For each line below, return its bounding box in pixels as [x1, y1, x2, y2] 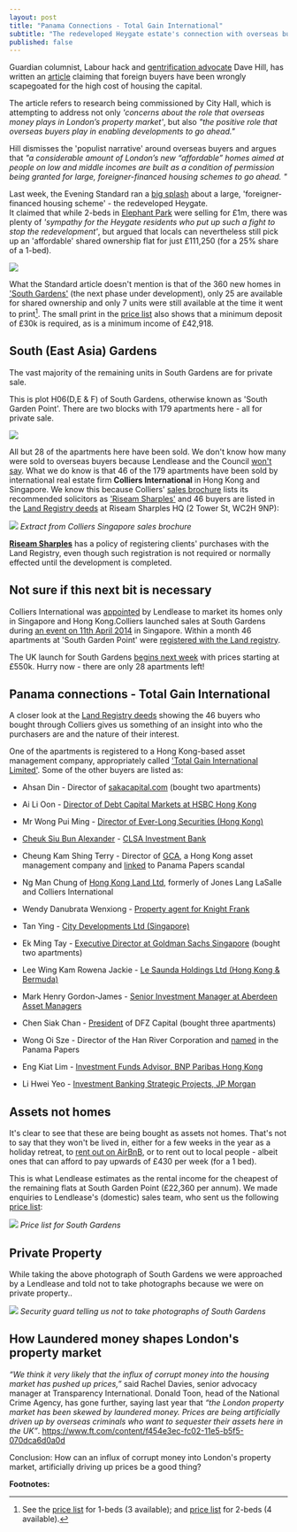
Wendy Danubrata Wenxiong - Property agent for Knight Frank [21, 904, 250, 915]
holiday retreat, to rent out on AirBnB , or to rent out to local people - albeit [9, 1147, 278, 1157]
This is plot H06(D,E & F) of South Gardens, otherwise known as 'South [9, 393, 268, 404]
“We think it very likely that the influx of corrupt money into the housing [9, 1369, 270, 1380]
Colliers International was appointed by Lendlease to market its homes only [9, 606, 283, 616]
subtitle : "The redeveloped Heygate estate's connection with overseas [9, 29, 278, 38]
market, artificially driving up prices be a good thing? [9, 1461, 202, 1472]
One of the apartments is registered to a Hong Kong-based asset [9, 746, 246, 757]
